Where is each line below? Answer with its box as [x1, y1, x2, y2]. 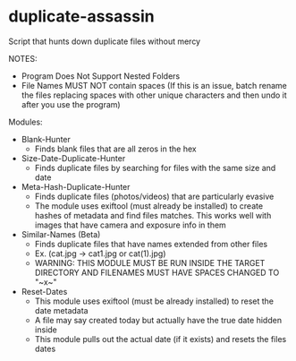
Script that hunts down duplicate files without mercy [8, 36, 201, 47]
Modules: [8, 116, 43, 127]
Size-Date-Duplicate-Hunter [21, 152, 126, 163]
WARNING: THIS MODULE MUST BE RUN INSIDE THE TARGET [34, 257, 266, 268]
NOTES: [8, 53, 38, 64]
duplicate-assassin [8, 6, 155, 27]
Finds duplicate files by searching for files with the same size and [34, 162, 276, 173]
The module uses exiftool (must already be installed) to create [34, 200, 264, 211]
